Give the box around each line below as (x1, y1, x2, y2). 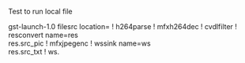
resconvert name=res (8, 31, 79, 39)
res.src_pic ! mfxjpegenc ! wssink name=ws (8, 39, 152, 48)
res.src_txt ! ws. (8, 47, 60, 56)
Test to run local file (8, 7, 73, 16)
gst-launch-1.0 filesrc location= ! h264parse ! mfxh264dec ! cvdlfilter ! (8, 22, 237, 31)
